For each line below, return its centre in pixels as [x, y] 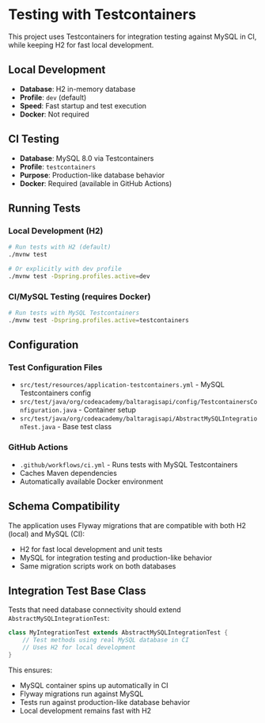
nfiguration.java [48, 411]
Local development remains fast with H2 [85, 710]
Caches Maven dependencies [68, 473]
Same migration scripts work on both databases [98, 566]
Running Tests [44, 208]
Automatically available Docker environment [91, 481]
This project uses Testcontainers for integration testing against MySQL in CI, [132, 36]
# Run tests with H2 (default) [60, 247]
